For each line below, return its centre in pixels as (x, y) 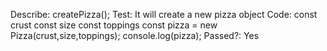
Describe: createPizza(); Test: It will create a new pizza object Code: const (164, 14)
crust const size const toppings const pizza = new (114, 25)
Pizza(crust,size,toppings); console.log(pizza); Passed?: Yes (135, 35)
